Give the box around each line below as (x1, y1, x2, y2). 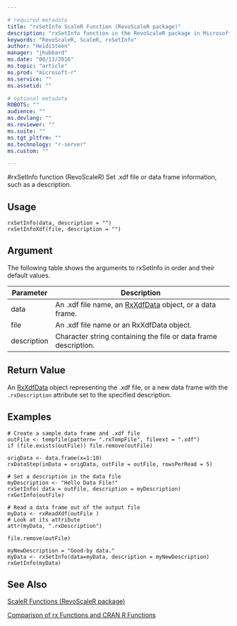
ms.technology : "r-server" (7, 140, 87, 148)
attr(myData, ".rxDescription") (7, 522, 102, 529)
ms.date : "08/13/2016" (7, 56, 74, 64)
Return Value (7, 364, 66, 376)
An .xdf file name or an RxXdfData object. (55, 320, 192, 330)
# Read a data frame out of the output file (7, 504, 140, 511)
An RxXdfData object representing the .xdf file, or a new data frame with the (7, 383, 228, 392)
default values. (7, 271, 51, 279)
